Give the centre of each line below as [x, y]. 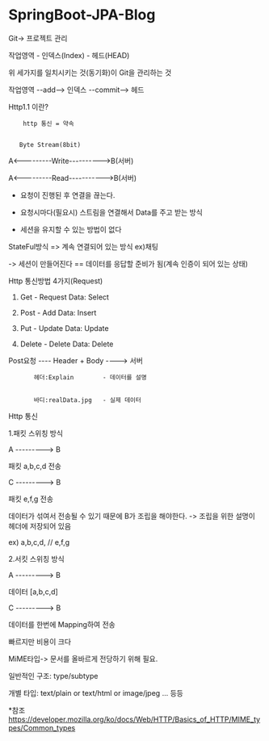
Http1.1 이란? [28, 107]
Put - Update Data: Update [64, 328]
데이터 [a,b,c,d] [33, 592]
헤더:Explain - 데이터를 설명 [90, 377]
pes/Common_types [42, 727]
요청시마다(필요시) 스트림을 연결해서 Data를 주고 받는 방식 [111, 212]
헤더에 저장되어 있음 [40, 525]
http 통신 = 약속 [48, 123]
